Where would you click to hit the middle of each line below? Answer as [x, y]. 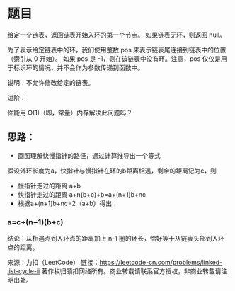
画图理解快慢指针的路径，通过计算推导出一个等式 [89, 155]
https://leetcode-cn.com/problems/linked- [161, 263]
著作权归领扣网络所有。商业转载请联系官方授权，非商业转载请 [131, 271]
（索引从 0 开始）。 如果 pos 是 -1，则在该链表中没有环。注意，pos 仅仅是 [114, 58]
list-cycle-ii [24, 271]
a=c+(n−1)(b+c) [35, 222]
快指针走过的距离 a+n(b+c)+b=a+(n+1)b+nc [82, 194]
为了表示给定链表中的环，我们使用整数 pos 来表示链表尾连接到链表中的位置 [117, 50]
